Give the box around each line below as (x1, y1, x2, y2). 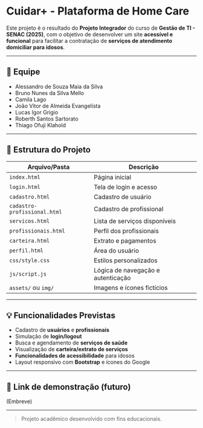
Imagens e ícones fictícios (93, 283, 168, 292)
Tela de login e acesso (93, 183, 158, 191)
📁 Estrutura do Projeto (6, 145, 91, 155)
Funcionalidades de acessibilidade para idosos (14, 352, 135, 360)
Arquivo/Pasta (27, 162, 70, 171)
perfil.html (9, 247, 44, 254)
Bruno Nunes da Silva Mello (14, 89, 85, 96)
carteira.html (9, 237, 50, 244)
